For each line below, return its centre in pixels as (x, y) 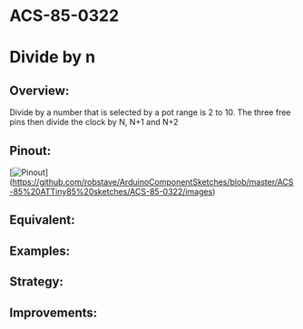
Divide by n (53, 58)
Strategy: (36, 282)
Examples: (40, 251)
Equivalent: (42, 220)
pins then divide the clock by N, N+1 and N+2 (94, 122)
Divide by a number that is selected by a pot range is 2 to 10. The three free (150, 112)
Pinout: (30, 150)
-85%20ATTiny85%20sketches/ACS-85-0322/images (111, 192)
